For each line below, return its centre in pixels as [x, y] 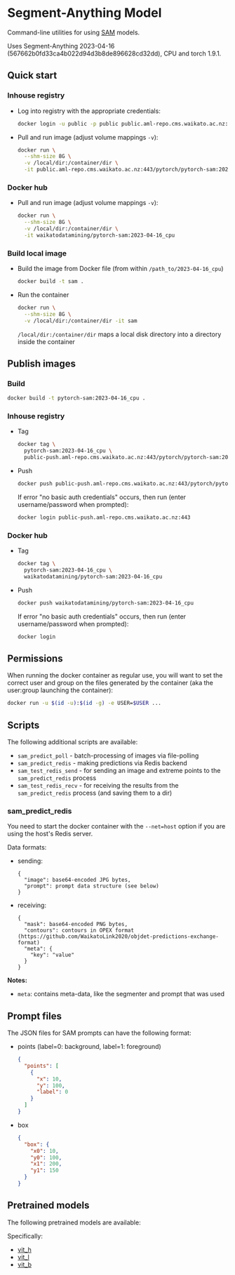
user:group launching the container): [60, 690]
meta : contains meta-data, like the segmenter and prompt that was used [121, 994]
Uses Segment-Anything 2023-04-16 [61, 46]
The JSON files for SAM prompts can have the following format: [99, 1033]
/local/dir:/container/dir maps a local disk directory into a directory [119, 334]
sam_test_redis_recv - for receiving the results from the [98, 785]
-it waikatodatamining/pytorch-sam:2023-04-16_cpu [100, 235]
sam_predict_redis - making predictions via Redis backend [102, 763]
